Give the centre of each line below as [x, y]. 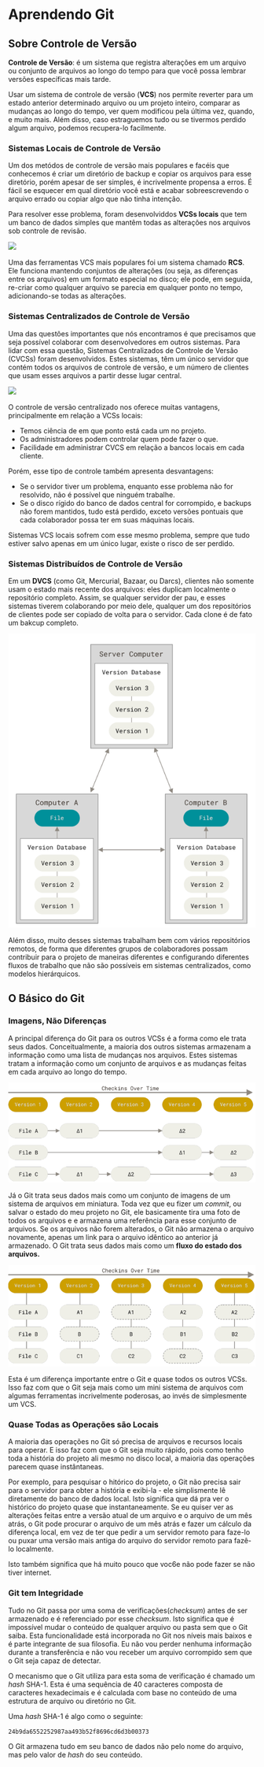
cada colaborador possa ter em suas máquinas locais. [107, 520]
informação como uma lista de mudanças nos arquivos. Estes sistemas [123, 1055]
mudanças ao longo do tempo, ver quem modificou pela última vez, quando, [132, 111]
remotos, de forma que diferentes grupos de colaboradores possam [118, 948]
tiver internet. [30, 1572]
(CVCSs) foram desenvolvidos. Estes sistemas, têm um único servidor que [128, 358]
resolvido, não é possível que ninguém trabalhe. [97, 495]
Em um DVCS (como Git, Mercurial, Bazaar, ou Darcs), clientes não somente [131, 581]
